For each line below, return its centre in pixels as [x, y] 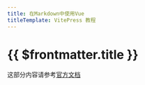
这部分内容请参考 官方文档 [44, 75]
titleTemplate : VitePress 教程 [52, 20]
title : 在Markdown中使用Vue [46, 14]
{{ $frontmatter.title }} [73, 55]
